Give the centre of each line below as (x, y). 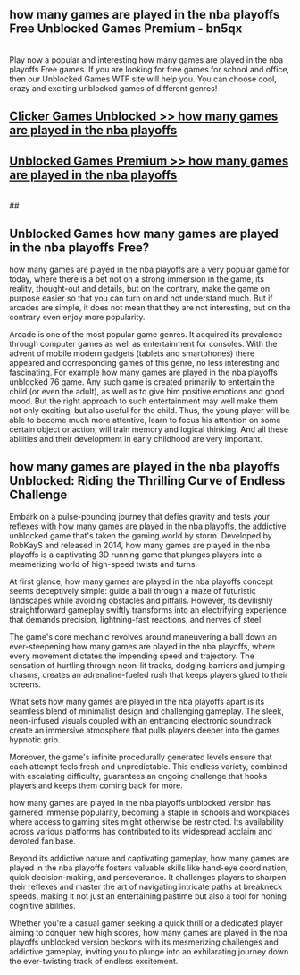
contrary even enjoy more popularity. (77, 317)
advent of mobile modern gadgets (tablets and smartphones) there (132, 353)
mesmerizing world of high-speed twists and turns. (104, 564)
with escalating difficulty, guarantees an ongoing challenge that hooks (138, 776)
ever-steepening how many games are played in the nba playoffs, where (142, 646)
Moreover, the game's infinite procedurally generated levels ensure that (141, 757)
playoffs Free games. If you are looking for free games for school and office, (150, 69)
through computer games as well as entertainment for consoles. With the (144, 343)
